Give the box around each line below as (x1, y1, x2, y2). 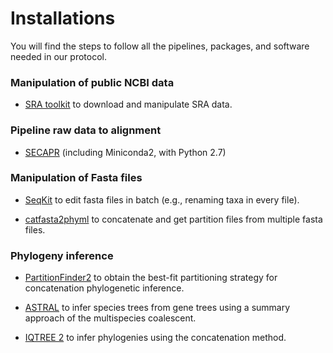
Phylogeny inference (10, 248, 114, 262)
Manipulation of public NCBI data (10, 75, 175, 89)
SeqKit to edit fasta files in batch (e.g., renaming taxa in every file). (24, 193, 300, 206)
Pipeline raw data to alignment (10, 123, 162, 137)
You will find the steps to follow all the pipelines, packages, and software (10, 40, 310, 52)
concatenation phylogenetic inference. (24, 282, 185, 294)
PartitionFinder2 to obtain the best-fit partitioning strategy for (24, 272, 278, 284)
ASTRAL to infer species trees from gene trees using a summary (24, 302, 291, 314)
